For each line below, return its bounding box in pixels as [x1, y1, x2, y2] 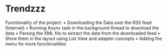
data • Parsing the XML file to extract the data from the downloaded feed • [5, 30, 160, 36]
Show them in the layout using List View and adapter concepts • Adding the [5, 35, 162, 41]
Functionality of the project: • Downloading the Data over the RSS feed [5, 19, 152, 25]
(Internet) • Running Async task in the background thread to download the [5, 24, 159, 30]
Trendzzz [5, 3, 46, 14]
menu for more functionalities [5, 40, 66, 46]
